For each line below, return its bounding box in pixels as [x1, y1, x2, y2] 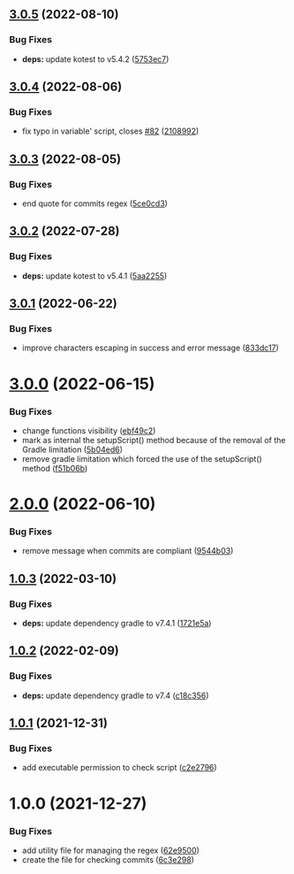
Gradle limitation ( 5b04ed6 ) [21, 444, 124, 455]
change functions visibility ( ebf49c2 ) [21, 425, 156, 436]
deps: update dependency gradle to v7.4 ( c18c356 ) [21, 690, 209, 701]
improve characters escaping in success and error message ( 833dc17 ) [21, 342, 280, 353]
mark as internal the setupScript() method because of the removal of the [21, 434, 286, 445]
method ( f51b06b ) [21, 463, 88, 473]
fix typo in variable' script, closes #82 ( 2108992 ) [21, 126, 200, 136]
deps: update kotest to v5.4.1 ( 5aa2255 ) [21, 270, 168, 281]
